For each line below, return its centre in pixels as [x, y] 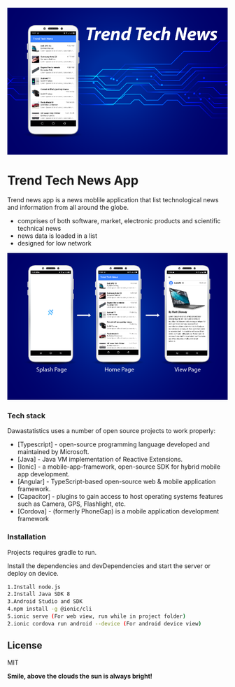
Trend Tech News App [73, 181]
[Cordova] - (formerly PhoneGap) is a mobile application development [118, 511]
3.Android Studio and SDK [45, 602]
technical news [39, 228]
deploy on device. [33, 573]
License [25, 645]
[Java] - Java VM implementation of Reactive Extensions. [100, 460]
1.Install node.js [34, 587]
